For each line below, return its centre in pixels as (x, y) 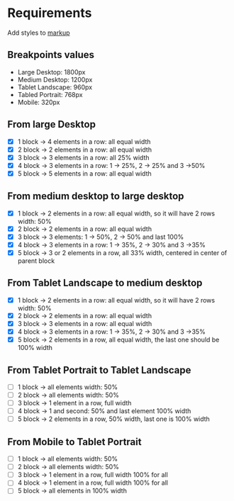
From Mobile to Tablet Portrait (74, 442)
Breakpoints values (51, 55)
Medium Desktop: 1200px (55, 79)
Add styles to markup (39, 33)
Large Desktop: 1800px (51, 72)
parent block (36, 261)
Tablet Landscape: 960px (55, 87)
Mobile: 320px (39, 102)
